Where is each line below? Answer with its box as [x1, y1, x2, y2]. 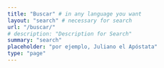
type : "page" [7, 50, 46, 57]
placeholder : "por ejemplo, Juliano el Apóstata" [7, 43, 158, 50]
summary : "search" [7, 37, 62, 44]
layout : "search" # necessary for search [7, 17, 133, 24]
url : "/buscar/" [7, 23, 56, 30]
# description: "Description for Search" [7, 30, 133, 38]
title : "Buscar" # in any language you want [7, 10, 142, 18]
